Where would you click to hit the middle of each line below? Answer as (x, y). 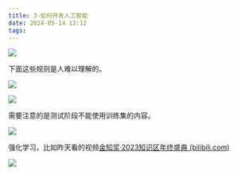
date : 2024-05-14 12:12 (48, 23)
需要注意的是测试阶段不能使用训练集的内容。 (82, 115)
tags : (17, 30)
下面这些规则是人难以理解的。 (57, 69)
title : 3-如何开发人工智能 (48, 16)
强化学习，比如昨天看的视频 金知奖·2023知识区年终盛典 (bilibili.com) (119, 147)
